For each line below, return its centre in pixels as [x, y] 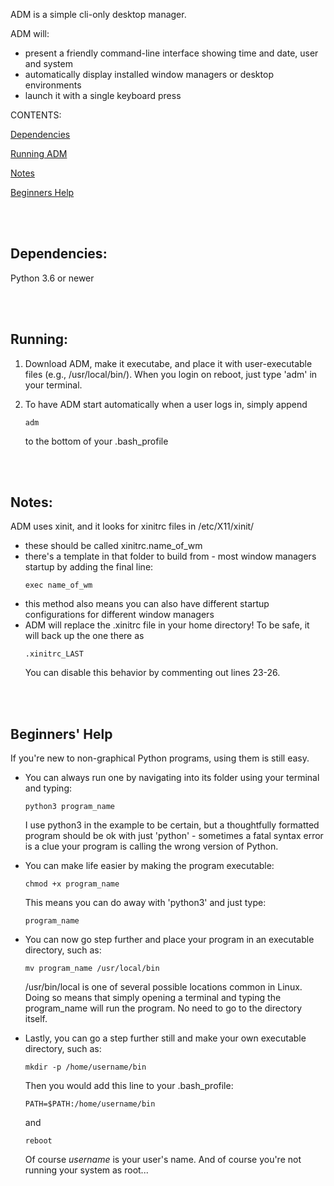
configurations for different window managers [119, 615]
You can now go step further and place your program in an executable [169, 940]
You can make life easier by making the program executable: [149, 866]
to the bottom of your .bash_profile [96, 441]
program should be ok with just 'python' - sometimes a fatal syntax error [174, 836]
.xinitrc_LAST [54, 654]
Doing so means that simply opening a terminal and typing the [153, 998]
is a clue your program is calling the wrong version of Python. [151, 846]
